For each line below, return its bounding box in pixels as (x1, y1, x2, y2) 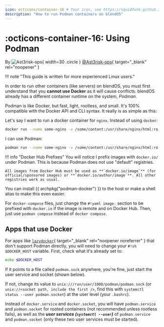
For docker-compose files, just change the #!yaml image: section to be (5, 200, 144, 206)
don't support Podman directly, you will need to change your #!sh (5, 243, 137, 249)
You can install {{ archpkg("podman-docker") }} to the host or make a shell (5, 186, 156, 192)
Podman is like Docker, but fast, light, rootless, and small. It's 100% (5, 103, 140, 109)
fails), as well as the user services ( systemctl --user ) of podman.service (5, 311, 150, 317)
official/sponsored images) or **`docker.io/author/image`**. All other (5, 173, 156, 178)
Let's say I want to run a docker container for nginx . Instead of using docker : (5, 117, 158, 123)
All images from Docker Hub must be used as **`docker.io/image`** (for (5, 169, 156, 173)
